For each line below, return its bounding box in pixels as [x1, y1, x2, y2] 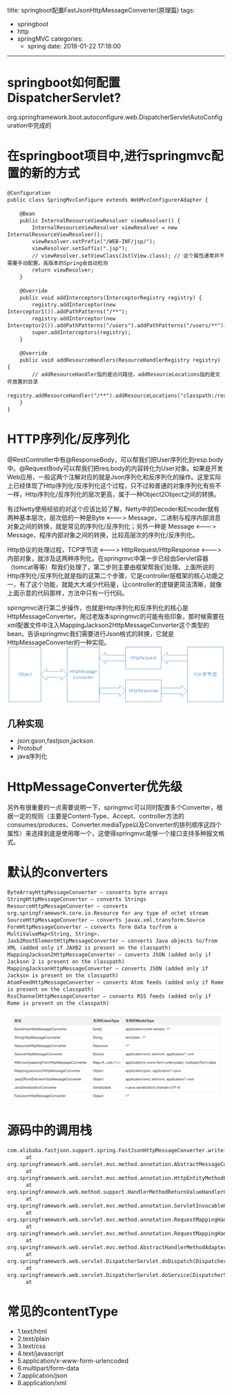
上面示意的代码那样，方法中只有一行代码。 [7, 588, 128, 597]
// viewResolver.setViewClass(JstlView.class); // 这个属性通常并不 [32, 252, 225, 259]
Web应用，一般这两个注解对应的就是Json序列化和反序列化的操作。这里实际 [7, 473, 222, 481]
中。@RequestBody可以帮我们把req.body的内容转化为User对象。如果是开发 [7, 464, 224, 473]
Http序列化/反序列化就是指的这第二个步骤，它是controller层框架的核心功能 [7, 571, 219, 580]
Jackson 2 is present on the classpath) [7, 958, 126, 965]
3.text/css [17, 1341, 46, 1350]
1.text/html [17, 1327, 47, 1335]
